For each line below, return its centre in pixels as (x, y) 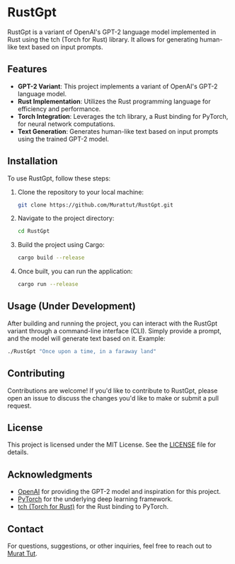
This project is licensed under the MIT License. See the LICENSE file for (112, 445)
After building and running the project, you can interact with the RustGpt (113, 323)
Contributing (36, 373)
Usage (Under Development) (71, 306)
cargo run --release (48, 284)
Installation (33, 161)
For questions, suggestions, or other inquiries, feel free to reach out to (110, 546)
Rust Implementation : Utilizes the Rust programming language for (114, 101)
